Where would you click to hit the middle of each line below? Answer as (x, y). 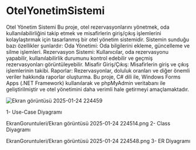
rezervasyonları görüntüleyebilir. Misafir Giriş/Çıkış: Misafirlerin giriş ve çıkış (97, 64)
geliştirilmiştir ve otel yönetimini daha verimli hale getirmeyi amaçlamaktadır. (98, 89)
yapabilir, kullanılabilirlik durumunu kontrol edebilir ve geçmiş (80, 58)
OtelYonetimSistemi (56, 11)
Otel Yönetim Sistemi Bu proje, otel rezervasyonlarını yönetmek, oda (88, 27)
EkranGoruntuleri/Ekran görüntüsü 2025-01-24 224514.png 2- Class (88, 123)
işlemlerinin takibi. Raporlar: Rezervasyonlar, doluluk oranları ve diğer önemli (98, 70)
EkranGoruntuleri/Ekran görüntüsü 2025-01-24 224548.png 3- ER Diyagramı (98, 141)
